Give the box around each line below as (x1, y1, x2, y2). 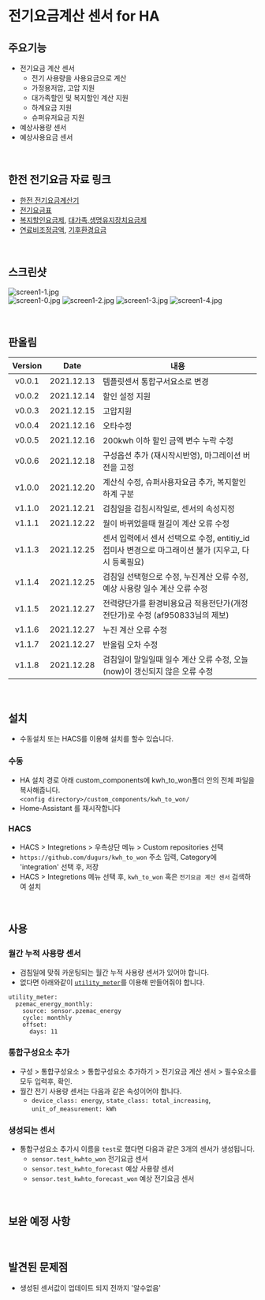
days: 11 (28, 1027, 58, 1036)
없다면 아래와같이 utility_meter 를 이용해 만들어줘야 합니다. (19, 977, 205, 987)
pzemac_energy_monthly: (15, 999, 93, 1008)
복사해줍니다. (19, 785, 61, 794)
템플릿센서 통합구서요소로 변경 (102, 376, 209, 387)
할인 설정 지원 (102, 391, 151, 402)
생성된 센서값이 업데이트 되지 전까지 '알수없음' (19, 1283, 162, 1292)
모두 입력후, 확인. (19, 1076, 73, 1085)
